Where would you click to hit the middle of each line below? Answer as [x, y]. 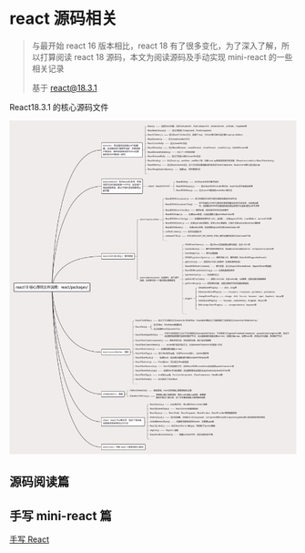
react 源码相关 [64, 19]
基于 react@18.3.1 [64, 87]
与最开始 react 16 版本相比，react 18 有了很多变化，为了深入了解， [157, 46]
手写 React [30, 539]
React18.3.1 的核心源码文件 [59, 107]
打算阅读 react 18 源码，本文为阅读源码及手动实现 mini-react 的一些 [166, 56]
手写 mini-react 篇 [61, 516]
